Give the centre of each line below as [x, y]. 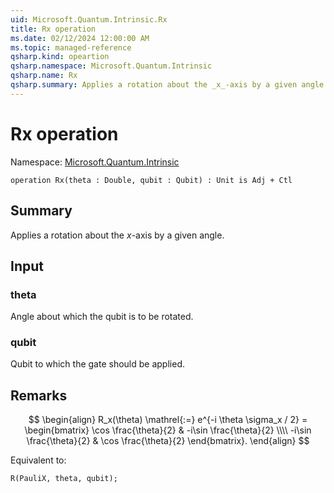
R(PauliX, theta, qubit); [64, 479]
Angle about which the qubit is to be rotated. [102, 317]
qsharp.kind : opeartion [60, 57]
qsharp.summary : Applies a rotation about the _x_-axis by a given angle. [169, 85]
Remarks [39, 395]
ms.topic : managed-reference [71, 47]
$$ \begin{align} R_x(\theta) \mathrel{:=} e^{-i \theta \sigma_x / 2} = [168, 420]
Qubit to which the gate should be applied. [97, 364]
